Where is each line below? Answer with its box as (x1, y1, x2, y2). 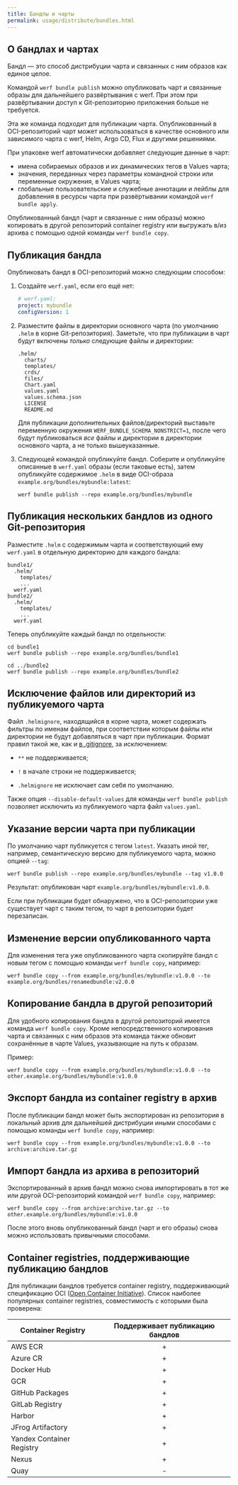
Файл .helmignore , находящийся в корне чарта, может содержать (7, 717, 207, 726)
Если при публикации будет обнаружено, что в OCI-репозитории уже (7, 897, 218, 905)
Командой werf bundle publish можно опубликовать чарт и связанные (7, 83, 222, 92)
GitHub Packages (11, 1388, 69, 1398)
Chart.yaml (24, 381, 57, 388)
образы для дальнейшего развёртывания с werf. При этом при (7, 91, 198, 99)
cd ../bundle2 (7, 662, 50, 669)
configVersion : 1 (17, 308, 69, 315)
